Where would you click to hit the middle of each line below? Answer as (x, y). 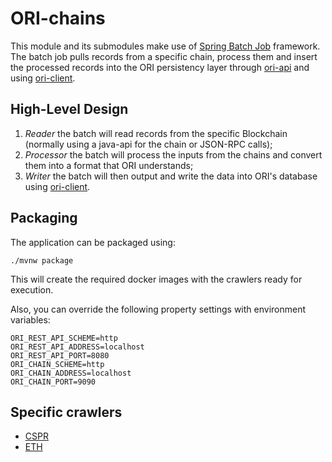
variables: (30, 319)
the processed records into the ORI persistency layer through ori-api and (160, 67)
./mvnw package (42, 260)
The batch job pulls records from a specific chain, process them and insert (164, 56)
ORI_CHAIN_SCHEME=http (57, 364)
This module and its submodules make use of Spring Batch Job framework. (165, 46)
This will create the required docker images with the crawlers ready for (156, 279)
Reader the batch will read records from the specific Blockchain (156, 133)
